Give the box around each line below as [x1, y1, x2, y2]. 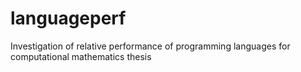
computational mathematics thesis [10, 50, 152, 62]
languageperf [10, 7, 127, 30]
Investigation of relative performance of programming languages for [10, 40, 291, 52]
